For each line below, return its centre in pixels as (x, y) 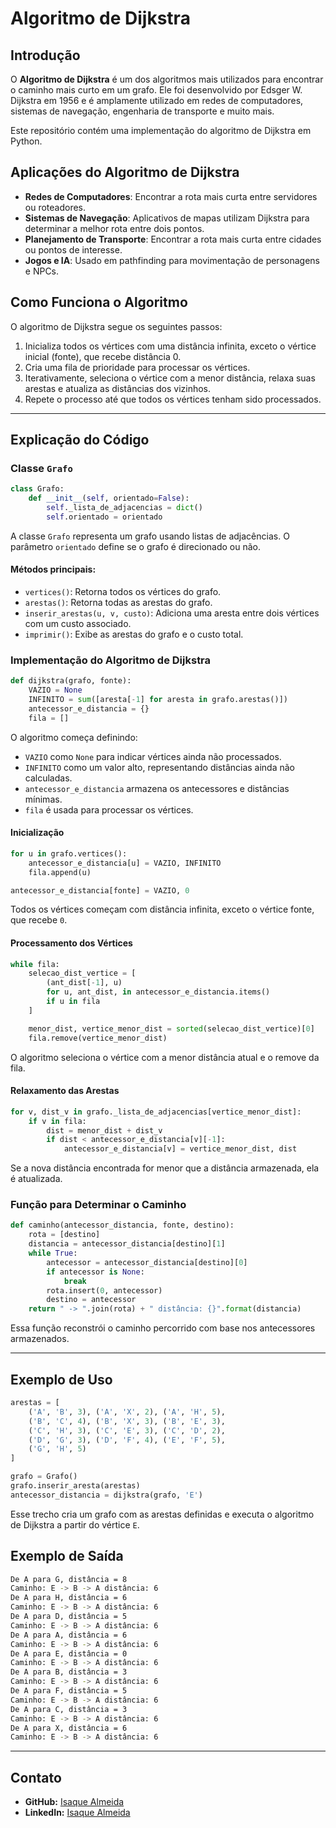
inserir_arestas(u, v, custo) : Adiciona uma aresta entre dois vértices (172, 613)
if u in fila (73, 1002)
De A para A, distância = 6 (69, 1635)
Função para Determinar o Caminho (98, 1205)
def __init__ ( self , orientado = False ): (109, 498)
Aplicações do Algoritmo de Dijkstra (125, 172)
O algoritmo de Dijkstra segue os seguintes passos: (116, 326)
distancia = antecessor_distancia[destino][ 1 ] (127, 1244)
